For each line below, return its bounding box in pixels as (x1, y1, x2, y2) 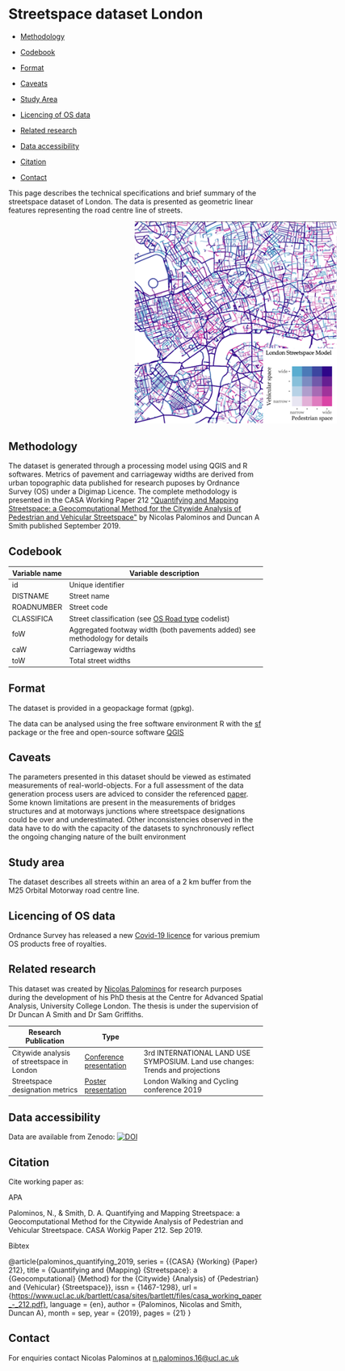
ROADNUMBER (11, 603, 63, 612)
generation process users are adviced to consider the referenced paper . (8, 789, 249, 799)
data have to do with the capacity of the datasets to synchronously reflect (8, 823, 255, 833)
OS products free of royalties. (8, 939, 107, 948)
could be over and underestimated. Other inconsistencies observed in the (8, 815, 254, 825)
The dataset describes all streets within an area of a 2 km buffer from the (8, 877, 252, 887)
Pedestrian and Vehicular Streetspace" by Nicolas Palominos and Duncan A (8, 512, 260, 522)
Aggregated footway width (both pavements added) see (69, 625, 256, 634)
